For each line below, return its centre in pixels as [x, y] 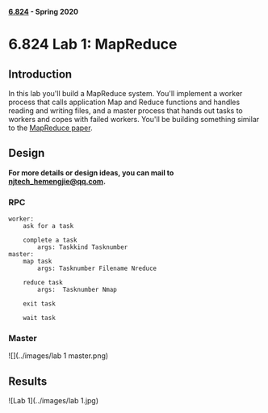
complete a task [50, 240]
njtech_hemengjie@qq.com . [57, 181]
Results [28, 381]
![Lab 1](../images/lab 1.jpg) [54, 401]
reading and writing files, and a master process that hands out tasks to [126, 111]
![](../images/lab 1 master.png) [59, 356]
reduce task [43, 283]
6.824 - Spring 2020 [44, 12]
